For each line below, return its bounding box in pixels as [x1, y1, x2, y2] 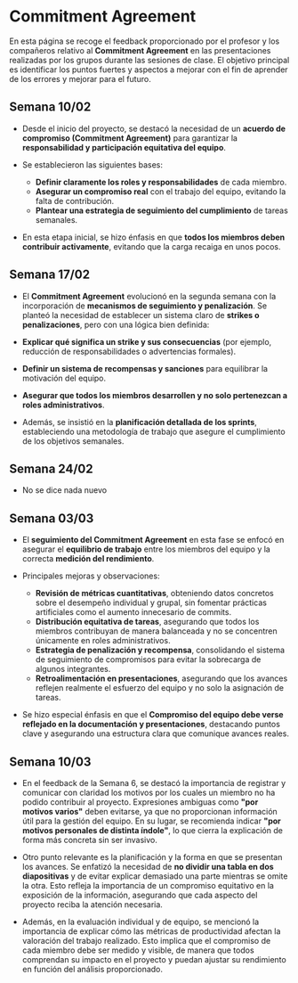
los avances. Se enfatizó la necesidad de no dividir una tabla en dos [21, 862, 274, 872]
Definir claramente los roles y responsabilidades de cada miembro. [35, 176, 287, 187]
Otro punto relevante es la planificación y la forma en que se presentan [21, 852, 283, 862]
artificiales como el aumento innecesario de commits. [35, 607, 232, 618]
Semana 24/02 [9, 461, 93, 476]
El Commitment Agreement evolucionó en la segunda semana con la [21, 291, 277, 301]
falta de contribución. [35, 195, 115, 206]
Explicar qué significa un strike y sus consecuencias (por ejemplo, [21, 336, 272, 347]
